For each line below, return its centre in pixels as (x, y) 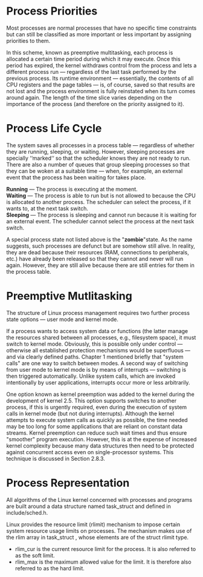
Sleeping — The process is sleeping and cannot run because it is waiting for (101, 215)
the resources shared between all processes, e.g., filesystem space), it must (101, 337)
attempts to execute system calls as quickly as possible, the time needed (97, 420)
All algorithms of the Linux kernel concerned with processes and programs (99, 500)
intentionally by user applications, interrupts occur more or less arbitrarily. (98, 382)
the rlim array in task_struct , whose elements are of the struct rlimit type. (98, 537)
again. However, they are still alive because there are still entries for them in (100, 265)
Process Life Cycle (54, 129)
